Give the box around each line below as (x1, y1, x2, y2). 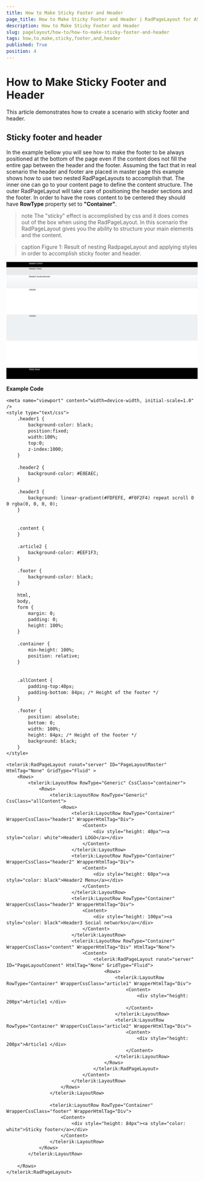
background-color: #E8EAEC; (28, 470, 99, 477)
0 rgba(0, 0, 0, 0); (6, 500, 59, 507)
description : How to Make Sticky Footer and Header (6, 23, 140, 29)
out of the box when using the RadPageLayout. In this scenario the (21, 218, 188, 226)
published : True (6, 42, 47, 48)
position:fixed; (28, 428, 69, 434)
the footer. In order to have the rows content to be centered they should (6, 193, 186, 201)
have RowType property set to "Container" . (6, 200, 117, 207)
